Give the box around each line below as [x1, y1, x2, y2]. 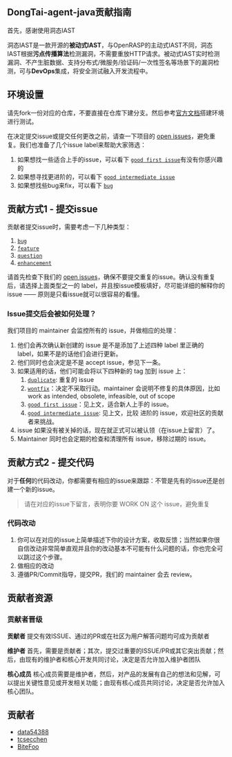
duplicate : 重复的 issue [27, 375, 95, 383]
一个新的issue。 [12, 485, 59, 493]
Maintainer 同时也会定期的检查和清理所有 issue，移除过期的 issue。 [17, 434, 210, 443]
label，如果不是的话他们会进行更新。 [17, 349, 122, 358]
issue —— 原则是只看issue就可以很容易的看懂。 [7, 290, 144, 298]
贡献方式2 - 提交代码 [7, 457, 95, 468]
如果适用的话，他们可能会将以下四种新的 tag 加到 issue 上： [17, 367, 188, 375]
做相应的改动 [17, 562, 54, 570]
